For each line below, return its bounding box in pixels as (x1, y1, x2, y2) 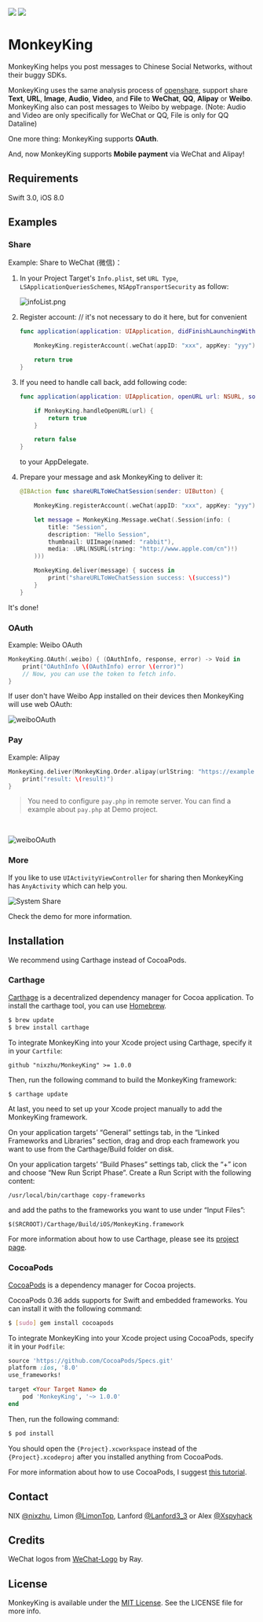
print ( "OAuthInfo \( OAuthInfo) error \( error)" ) (22, 662, 184, 671)
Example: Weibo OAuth (8, 640, 82, 650)
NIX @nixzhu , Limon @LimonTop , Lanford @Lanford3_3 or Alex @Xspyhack (8, 1510, 253, 1520)
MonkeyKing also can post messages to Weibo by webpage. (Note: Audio (8, 102, 247, 112)
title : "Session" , (48, 523, 108, 531)
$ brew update (8, 1016, 55, 1024)
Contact (8, 1490, 49, 1503)
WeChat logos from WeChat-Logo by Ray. (8, 1554, 144, 1564)
